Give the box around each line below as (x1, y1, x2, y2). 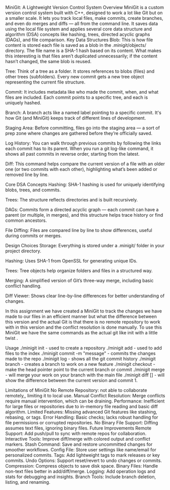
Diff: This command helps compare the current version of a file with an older (5, 161, 165, 167)
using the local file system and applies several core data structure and (5, 26, 152, 32)
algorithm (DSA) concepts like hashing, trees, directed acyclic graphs (5, 32, 150, 37)
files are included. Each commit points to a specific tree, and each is (5, 94, 148, 100)
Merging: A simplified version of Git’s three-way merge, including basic (5, 277, 154, 283)
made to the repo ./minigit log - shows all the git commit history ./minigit (5, 356, 156, 362)
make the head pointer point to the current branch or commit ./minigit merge (5, 366, 165, 372)
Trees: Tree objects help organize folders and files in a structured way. (5, 268, 153, 274)
